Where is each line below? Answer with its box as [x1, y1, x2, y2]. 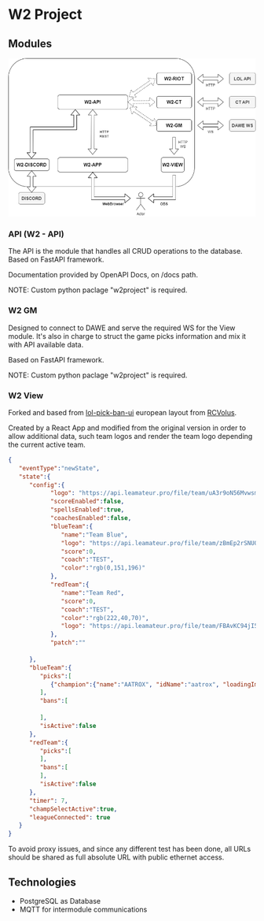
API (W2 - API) [8, 228, 64, 240]
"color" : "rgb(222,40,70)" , [60, 614, 149, 622]
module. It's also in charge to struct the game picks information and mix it [8, 331, 246, 340]
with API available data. [8, 340, 84, 349]
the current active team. [8, 440, 86, 449]
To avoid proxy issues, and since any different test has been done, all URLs [8, 845, 251, 854]
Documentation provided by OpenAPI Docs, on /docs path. [8, 270, 199, 280]
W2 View [8, 390, 44, 401]
